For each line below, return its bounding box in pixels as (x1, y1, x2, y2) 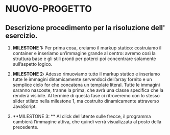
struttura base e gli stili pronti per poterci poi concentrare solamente (12, 56, 157, 62)
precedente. (12, 124, 39, 130)
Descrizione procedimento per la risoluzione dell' (5, 23, 165, 32)
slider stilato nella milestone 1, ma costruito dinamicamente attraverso (12, 98, 159, 104)
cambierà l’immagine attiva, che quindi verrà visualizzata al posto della (12, 119, 162, 125)
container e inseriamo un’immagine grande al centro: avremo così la (12, 50, 156, 56)
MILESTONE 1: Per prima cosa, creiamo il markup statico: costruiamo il (12, 45, 162, 51)
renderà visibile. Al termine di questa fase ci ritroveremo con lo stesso (12, 93, 160, 98)
